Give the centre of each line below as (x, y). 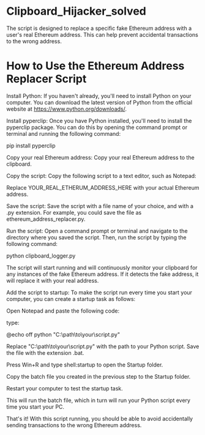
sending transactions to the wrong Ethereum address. (74, 425)
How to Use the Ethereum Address (95, 66)
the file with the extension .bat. (45, 352)
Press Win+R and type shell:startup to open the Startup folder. (85, 365)
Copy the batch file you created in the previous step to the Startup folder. (99, 376)
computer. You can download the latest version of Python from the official (99, 102)
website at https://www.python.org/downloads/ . (67, 109)
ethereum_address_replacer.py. (46, 219)
